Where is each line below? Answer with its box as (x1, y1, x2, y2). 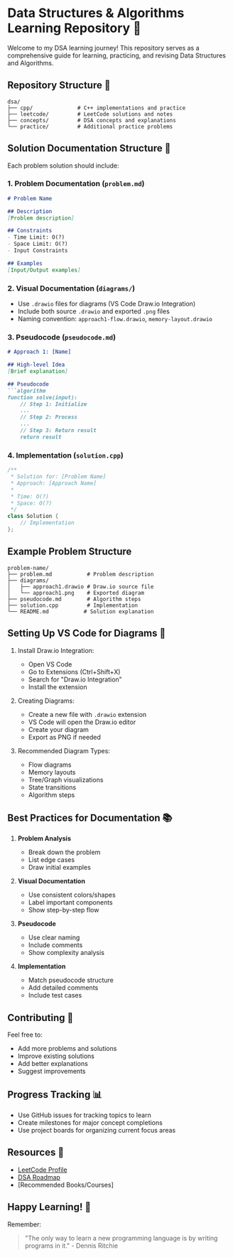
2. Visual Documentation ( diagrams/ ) (7, 283, 136, 293)
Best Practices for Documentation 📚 (7, 811, 173, 824)
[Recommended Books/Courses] (17, 1180, 114, 1189)
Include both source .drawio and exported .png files (17, 307, 170, 315)
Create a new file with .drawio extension (28, 710, 147, 718)
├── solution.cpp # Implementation (7, 602, 139, 609)
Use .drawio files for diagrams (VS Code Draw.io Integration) (17, 300, 196, 308)
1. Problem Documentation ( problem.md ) (7, 179, 145, 189)
